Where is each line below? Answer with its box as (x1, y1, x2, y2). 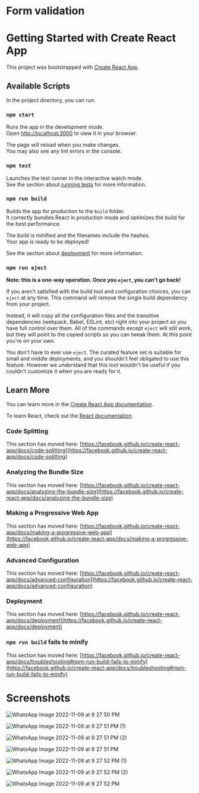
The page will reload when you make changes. (6, 141, 121, 149)
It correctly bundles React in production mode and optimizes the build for (6, 214, 185, 221)
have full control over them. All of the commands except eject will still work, (6, 325, 192, 332)
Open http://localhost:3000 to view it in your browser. (6, 129, 138, 137)
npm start (6, 111, 34, 118)
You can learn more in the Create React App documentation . (6, 400, 154, 407)
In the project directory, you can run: (6, 96, 96, 103)
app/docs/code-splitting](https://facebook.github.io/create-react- (6, 447, 168, 454)
